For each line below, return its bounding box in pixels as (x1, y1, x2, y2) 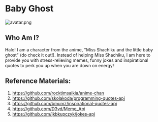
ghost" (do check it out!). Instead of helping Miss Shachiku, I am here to (5, 52, 151, 58)
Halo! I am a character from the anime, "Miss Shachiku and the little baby (5, 46, 154, 52)
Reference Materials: (5, 77, 71, 85)
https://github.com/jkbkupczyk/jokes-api (12, 111, 95, 117)
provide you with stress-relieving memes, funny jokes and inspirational (5, 57, 149, 63)
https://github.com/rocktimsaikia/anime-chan (12, 90, 104, 96)
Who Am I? (5, 34, 39, 42)
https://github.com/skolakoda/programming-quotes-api (12, 95, 125, 101)
